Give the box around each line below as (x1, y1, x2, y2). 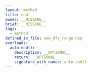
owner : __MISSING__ (5, 17, 47, 22)
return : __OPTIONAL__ (14, 54, 60, 60)
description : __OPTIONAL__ (14, 50, 71, 55)
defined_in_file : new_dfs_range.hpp (5, 36, 82, 41)
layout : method (5, 7, 37, 13)
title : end (5, 12, 28, 17)
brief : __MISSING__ (5, 21, 47, 27)
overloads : (5, 41, 28, 46)
